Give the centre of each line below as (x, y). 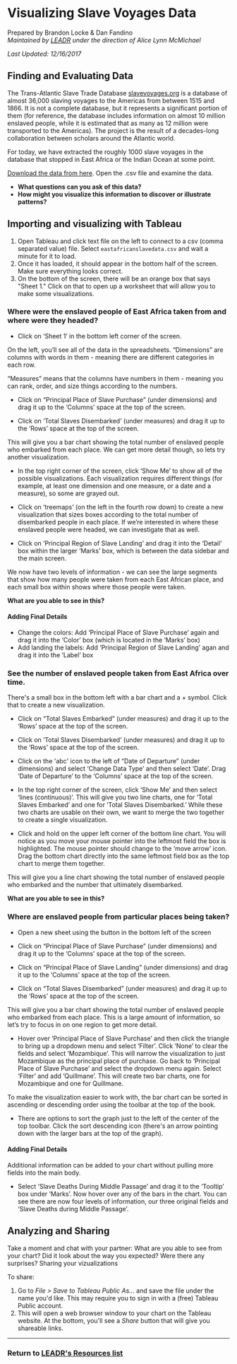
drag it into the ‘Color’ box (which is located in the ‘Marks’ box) (109, 640)
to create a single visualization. (62, 820)
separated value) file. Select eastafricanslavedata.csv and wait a (113, 248)
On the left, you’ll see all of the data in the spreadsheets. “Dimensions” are (115, 349)
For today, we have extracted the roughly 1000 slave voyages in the (105, 152)
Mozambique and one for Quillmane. (70, 1083)
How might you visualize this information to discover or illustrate (114, 194)
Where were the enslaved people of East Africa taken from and (117, 312)
